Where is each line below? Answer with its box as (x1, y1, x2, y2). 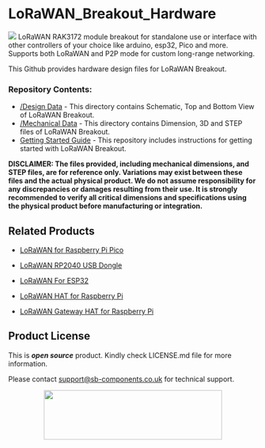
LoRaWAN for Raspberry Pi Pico (19, 245, 124, 255)
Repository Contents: (8, 84, 93, 95)
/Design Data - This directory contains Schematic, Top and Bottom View (19, 102, 255, 112)
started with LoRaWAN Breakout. (19, 144, 127, 154)
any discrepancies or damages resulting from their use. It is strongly (8, 184, 238, 194)
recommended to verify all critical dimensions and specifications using (8, 193, 247, 203)
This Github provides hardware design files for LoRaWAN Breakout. (8, 64, 227, 74)
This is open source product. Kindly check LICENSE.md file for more (8, 350, 232, 360)
